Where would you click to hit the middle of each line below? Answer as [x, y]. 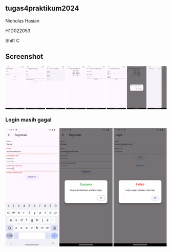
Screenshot [24, 56]
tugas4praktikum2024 [42, 8]
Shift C [13, 40]
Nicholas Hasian [23, 20]
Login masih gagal [29, 120]
